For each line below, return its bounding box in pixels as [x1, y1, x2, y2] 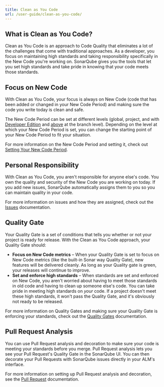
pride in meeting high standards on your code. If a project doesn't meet [12, 288, 157, 294]
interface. [5, 361, 24, 367]
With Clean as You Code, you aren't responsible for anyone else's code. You [5, 174, 159, 180]
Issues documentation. [5, 204, 51, 210]
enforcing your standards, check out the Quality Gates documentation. [5, 313, 147, 319]
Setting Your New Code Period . [5, 147, 68, 153]
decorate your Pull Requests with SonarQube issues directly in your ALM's [5, 356, 155, 362]
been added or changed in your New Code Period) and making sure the [5, 102, 149, 108]
